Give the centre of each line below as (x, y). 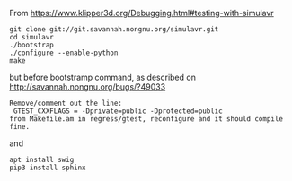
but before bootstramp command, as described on (102, 77)
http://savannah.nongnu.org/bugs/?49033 (88, 87)
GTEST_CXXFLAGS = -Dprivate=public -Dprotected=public (118, 111)
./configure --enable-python (64, 53)
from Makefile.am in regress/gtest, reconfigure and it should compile (146, 119)
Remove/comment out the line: (66, 103)
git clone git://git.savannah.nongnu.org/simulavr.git (114, 30)
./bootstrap (31, 45)
